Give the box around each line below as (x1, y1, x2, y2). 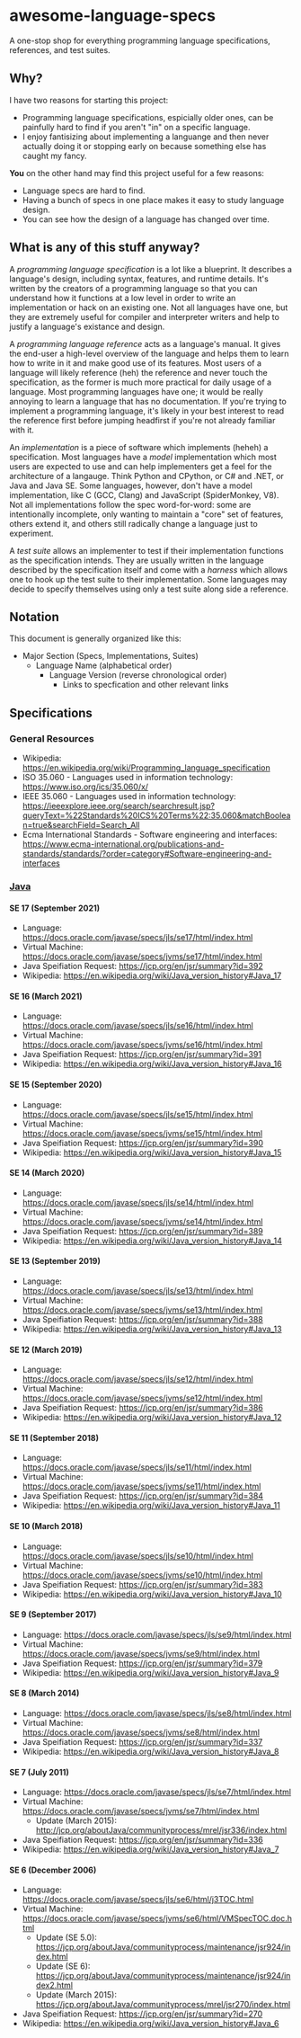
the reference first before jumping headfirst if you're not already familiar (9, 414, 276, 425)
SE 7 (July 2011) (9, 1767, 69, 1777)
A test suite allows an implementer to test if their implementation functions (9, 545, 285, 556)
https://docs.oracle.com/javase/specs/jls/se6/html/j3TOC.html (22, 1894, 254, 1905)
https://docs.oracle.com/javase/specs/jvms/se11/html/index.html (22, 1481, 261, 1492)
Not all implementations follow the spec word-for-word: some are (9, 499, 252, 510)
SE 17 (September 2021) (9, 903, 101, 913)
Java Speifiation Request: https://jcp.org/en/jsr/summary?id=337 (22, 1737, 263, 1748)
